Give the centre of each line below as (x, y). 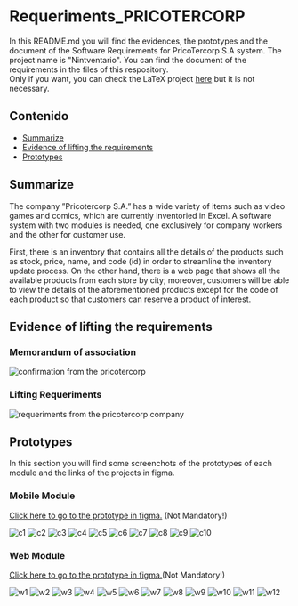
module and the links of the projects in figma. (92, 473)
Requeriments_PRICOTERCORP (127, 16)
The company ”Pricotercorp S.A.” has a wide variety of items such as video (147, 206)
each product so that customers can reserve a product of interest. (130, 299)
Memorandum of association (72, 351)
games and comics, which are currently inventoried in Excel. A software (141, 215)
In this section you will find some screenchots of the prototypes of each (141, 464)
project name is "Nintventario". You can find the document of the (128, 60)
